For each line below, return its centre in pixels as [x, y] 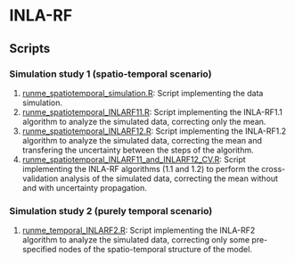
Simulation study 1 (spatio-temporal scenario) [111, 74]
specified [39, 250]
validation [40, 178]
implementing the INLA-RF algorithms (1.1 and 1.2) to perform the [141, 168]
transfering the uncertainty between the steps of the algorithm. [138, 150]
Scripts [30, 49]
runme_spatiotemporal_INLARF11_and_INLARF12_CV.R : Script [134, 159]
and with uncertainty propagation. [84, 187]
